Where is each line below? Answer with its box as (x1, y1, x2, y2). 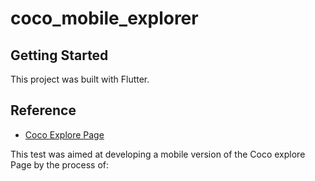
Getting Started (10, 47, 109, 64)
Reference (10, 102, 77, 119)
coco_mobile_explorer (10, 7, 199, 30)
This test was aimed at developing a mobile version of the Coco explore (10, 148, 306, 160)
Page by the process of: (10, 158, 110, 171)
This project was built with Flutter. (10, 73, 150, 85)
